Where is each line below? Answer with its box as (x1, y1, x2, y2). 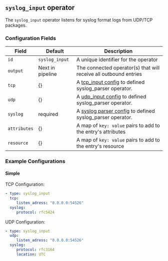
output (7, 68, 23, 74)
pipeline (38, 71, 57, 78)
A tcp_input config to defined (76, 79, 145, 86)
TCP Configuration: (5, 181, 45, 187)
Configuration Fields (5, 35, 56, 42)
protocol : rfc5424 (16, 210, 55, 215)
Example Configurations (5, 158, 65, 165)
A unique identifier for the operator (76, 56, 158, 63)
